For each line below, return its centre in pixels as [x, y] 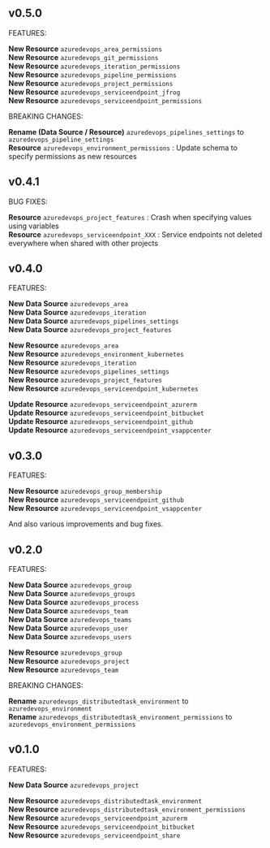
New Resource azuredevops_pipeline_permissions [92, 74]
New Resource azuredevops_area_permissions [85, 49]
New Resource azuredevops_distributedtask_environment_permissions [127, 809]
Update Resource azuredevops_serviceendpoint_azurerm [103, 405]
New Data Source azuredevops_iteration [77, 313]
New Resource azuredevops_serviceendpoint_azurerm [98, 818]
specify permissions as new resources [73, 156]
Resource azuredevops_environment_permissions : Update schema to [123, 147]
